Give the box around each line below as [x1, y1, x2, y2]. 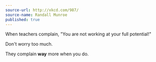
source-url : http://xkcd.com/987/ [5, 7, 79, 13]
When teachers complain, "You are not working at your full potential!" [5, 31, 152, 37]
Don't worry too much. [5, 41, 53, 47]
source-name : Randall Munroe [5, 12, 68, 17]
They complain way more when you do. [5, 51, 89, 57]
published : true [5, 17, 40, 22]
